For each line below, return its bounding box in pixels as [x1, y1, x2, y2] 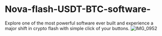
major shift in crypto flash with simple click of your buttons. [5, 25, 130, 31]
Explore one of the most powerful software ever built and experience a [5, 20, 154, 26]
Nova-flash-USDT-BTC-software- [5, 3, 151, 15]
